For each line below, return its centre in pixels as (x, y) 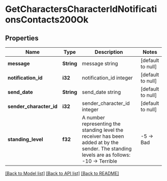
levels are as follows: (106, 155)
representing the (101, 124)
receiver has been (103, 136)
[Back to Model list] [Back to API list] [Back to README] (62, 173)
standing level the (102, 130)
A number (93, 118)
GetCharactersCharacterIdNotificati (81, 9)
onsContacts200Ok (47, 20)
